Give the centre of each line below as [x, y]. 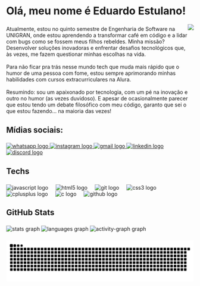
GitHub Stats [30, 213]
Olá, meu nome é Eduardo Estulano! [96, 11]
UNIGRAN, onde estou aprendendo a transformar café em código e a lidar [97, 35]
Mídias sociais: [35, 130]
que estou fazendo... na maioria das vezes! [59, 111]
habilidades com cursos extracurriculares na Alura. [69, 80]
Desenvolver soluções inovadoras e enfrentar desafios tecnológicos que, [96, 48]
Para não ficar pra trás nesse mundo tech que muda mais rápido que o [93, 67]
